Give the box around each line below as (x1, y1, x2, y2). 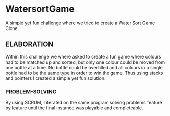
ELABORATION (5, 40, 54, 49)
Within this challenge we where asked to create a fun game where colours (5, 53, 161, 60)
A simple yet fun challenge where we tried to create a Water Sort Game (5, 20, 155, 26)
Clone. (5, 25, 19, 31)
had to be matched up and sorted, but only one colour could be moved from (5, 59, 165, 65)
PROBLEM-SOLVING (5, 88, 57, 95)
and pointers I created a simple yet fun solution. (5, 75, 106, 81)
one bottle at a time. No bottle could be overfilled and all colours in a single (5, 64, 163, 70)
